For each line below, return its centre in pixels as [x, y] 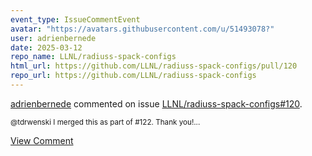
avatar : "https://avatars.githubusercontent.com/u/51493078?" [142, 29]
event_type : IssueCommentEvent [75, 19]
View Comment [42, 140]
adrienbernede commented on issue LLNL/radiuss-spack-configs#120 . [156, 103]
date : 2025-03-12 [46, 47]
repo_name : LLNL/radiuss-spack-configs [93, 57]
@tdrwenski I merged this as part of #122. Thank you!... [105, 122]
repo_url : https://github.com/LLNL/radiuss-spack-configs [133, 76]
